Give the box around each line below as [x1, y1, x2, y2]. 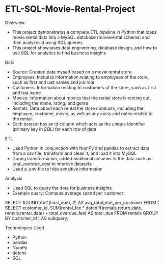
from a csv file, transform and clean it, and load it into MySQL [12, 150, 137, 156]
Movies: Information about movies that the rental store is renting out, [12, 95, 151, 101]
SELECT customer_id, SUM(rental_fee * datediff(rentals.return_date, [5, 205, 142, 211]
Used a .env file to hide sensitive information [12, 166, 103, 172]
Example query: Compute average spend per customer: [12, 190, 125, 196]
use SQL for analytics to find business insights [12, 50, 107, 56]
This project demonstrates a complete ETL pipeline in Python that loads [12, 29, 157, 35]
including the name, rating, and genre [12, 100, 88, 106]
